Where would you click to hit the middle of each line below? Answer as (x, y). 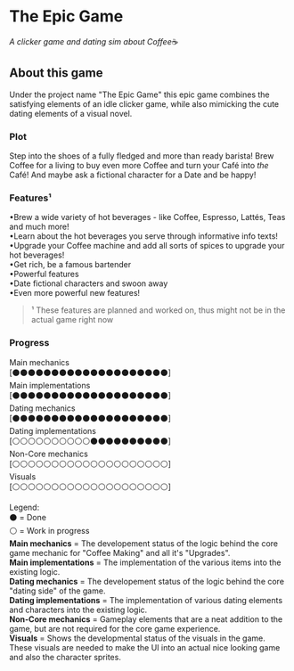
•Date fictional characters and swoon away (89, 283)
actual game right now (72, 320)
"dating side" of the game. (57, 591)
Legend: (24, 507)
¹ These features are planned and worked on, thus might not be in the (158, 310)
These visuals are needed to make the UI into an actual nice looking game (145, 647)
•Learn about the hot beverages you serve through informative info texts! (144, 236)
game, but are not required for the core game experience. (115, 628)
